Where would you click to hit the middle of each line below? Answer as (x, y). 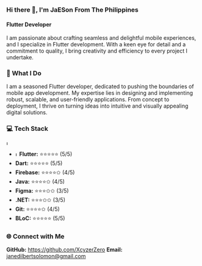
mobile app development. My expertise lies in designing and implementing (100, 93)
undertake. (20, 57)
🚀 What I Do (24, 73)
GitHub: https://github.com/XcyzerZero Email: (65, 249)
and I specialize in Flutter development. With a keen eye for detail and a (96, 45)
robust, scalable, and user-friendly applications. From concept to (88, 100)
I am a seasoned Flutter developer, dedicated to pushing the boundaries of (100, 87)
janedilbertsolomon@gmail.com (46, 256)
